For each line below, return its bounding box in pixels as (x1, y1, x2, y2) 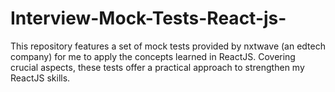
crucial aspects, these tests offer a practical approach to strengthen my (10, 61, 305, 73)
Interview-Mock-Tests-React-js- (10, 7, 287, 30)
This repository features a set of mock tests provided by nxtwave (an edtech (10, 40, 326, 52)
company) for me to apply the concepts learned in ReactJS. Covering (10, 50, 296, 62)
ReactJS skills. (10, 72, 71, 84)
